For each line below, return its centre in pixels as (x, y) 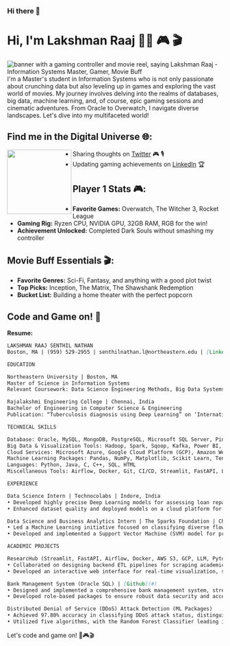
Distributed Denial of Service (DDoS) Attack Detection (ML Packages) (110, 609)
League (84, 216)
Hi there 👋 (24, 11)
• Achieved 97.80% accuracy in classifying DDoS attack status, (101, 615)
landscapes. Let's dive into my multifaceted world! (78, 115)
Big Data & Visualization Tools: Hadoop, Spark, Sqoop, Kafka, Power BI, (115, 446)
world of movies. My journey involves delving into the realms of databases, (113, 93)
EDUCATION (21, 364)
